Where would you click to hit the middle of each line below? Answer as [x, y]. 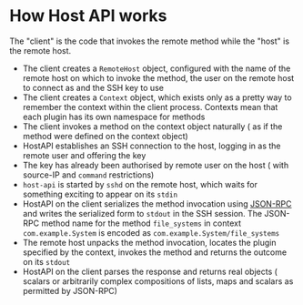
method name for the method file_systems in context [141, 223]
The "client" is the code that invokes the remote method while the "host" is [149, 41]
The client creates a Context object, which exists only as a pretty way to [157, 97]
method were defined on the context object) [105, 136]
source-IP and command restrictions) [88, 175]
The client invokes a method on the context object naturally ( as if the [152, 126]
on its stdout [46, 261]
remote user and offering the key [84, 155]
